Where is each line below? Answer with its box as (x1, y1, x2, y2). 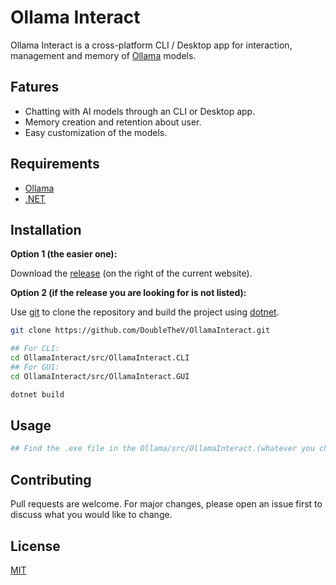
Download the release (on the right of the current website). (10, 267, 253, 280)
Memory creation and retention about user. (24, 116, 202, 128)
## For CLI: (10, 344, 60, 354)
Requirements (10, 156, 100, 173)
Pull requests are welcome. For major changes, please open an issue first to (10, 498, 323, 510)
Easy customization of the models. (24, 126, 168, 138)
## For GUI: (10, 362, 60, 372)
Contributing (10, 471, 92, 488)
